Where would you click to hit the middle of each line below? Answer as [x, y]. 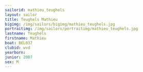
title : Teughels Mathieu [31, 19]
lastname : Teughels [26, 33]
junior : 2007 [19, 57]
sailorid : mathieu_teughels [35, 10]
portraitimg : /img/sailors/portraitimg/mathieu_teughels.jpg [71, 29]
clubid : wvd [17, 48]
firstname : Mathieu [26, 39]
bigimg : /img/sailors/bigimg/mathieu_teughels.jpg [60, 24]
